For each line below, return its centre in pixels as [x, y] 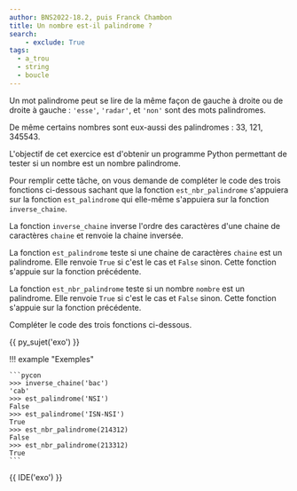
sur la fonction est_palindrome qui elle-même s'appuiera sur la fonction [139, 199]
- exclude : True [55, 42]
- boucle [33, 75]
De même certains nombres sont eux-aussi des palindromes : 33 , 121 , [136, 127]
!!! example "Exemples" [52, 359]
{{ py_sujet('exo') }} [44, 342]
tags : [19, 51]
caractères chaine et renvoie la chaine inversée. [96, 235]
